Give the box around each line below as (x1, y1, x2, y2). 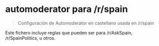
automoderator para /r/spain (5, 3, 128, 15)
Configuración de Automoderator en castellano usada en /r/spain (17, 20, 154, 26)
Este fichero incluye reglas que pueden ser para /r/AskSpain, (5, 29, 133, 35)
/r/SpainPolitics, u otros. (5, 35, 56, 41)
